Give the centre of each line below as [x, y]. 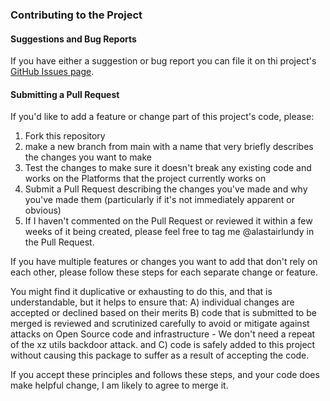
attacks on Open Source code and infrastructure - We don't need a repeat [163, 334]
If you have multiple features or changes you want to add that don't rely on [164, 262]
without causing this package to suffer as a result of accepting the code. [160, 355]
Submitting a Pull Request [65, 94]
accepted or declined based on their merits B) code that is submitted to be [163, 313]
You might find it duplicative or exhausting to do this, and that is [141, 292]
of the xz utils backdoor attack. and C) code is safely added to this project [163, 345]
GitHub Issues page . [52, 72]
